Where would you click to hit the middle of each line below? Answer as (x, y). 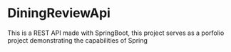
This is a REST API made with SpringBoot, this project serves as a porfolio (116, 33)
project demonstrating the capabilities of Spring (78, 40)
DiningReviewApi (59, 13)
